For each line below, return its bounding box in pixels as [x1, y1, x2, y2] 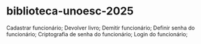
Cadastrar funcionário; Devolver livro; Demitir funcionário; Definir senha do [6, 24, 196, 31]
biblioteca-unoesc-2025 [6, 4, 134, 18]
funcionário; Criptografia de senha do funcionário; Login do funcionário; [6, 30, 188, 37]
